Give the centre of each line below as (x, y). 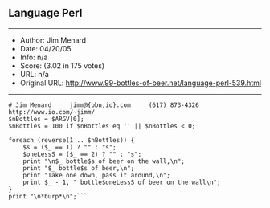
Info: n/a (34, 57)
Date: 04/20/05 (45, 48)
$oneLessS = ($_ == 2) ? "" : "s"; (82, 154)
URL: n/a (35, 74)
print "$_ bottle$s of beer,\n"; (79, 168)
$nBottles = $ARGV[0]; (46, 119)
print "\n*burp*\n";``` (48, 196)
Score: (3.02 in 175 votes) (62, 65)
